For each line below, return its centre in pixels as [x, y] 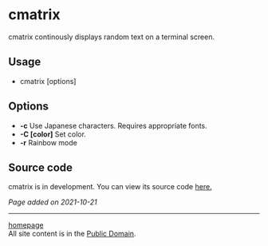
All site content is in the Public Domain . [72, 234]
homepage [26, 225]
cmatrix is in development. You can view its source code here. [110, 187]
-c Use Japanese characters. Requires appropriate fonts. [113, 125]
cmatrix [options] [48, 81]
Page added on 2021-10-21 [53, 202]
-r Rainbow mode [48, 142]
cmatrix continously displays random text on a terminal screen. [112, 37]
